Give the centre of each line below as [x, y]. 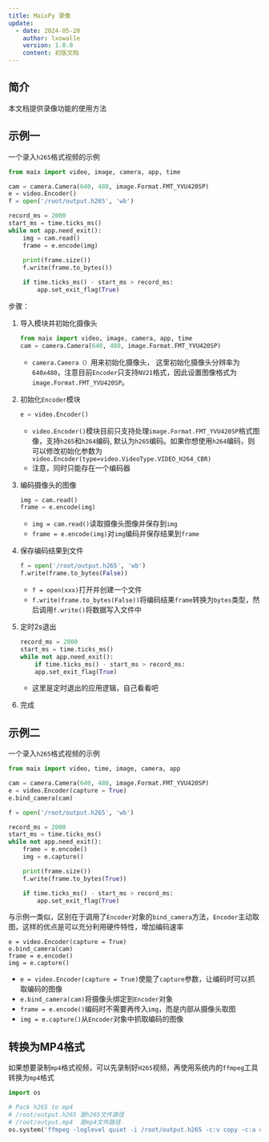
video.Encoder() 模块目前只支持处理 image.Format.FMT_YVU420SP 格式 [142, 430]
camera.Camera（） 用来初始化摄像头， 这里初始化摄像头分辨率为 [136, 362]
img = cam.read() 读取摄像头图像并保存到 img [104, 524]
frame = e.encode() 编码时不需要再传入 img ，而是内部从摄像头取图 [128, 1009]
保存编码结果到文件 [52, 551]
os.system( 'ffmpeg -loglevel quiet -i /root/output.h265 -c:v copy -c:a [132, 1130]
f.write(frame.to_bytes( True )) [75, 878]
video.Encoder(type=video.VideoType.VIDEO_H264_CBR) [122, 459]
